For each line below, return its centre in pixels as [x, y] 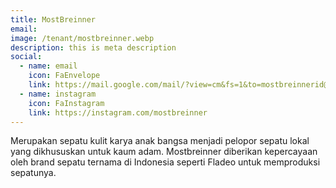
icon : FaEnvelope [64, 76]
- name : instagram [58, 94]
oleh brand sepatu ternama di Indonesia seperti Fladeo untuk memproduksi [165, 162]
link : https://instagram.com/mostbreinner [118, 112]
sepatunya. [33, 173]
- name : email [48, 66]
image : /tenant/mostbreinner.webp [82, 38]
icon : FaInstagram [66, 103]
